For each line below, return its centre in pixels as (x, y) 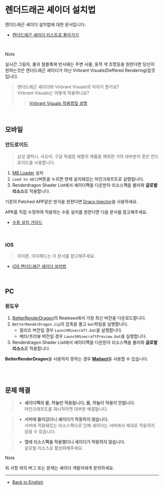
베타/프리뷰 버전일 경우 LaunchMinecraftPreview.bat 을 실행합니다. (83, 336)
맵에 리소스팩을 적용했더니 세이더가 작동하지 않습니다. (75, 442)
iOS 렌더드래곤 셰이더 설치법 (39, 266)
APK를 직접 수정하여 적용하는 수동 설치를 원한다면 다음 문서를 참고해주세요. (76, 212)
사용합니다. (44, 162)
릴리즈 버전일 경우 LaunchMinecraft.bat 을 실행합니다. (71, 330)
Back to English (28, 482)
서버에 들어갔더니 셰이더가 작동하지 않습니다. (66, 419)
